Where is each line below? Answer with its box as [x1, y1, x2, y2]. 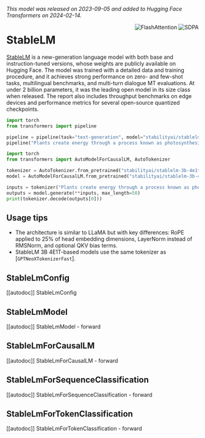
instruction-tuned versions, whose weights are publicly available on [6, 59, 176, 67]
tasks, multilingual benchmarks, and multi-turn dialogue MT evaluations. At [6, 79, 195, 86]
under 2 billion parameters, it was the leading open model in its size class [6, 86, 191, 93]
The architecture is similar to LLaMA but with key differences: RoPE [15, 229, 184, 236]
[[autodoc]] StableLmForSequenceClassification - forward [6, 391, 153, 398]
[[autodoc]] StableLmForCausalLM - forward [6, 357, 118, 364]
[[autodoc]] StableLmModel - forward [6, 323, 101, 330]
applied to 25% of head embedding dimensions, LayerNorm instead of [15, 235, 193, 243]
